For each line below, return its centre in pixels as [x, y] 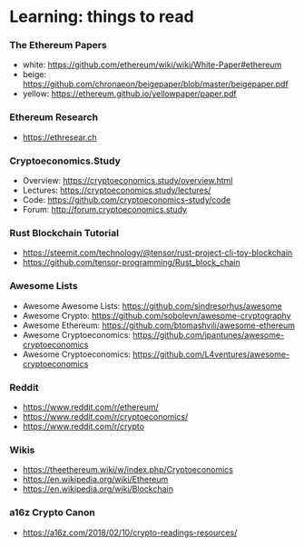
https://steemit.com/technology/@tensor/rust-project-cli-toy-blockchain [157, 253]
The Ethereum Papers [58, 45]
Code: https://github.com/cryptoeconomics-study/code [127, 200]
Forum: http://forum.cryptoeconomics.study [105, 210]
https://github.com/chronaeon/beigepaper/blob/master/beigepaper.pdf [155, 85]
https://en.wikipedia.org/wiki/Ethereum [95, 480]
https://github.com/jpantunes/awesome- [209, 334]
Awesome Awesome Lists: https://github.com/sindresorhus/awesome [152, 305]
